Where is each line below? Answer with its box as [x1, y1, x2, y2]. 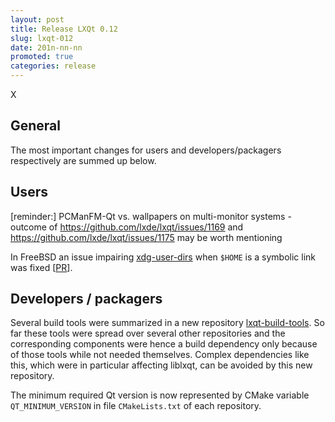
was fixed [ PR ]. [10, 261, 73, 273]
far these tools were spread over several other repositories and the [10, 327, 286, 340]
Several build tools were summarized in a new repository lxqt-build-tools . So [10, 317, 325, 329]
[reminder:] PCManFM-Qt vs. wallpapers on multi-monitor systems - [10, 210, 292, 222]
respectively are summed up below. [10, 154, 157, 166]
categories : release [10, 61, 97, 71]
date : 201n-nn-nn [10, 42, 83, 53]
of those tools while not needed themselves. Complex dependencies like [10, 349, 310, 361]
